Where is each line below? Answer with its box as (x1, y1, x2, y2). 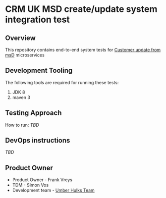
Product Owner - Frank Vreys (12, 177, 73, 183)
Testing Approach (5, 109, 62, 117)
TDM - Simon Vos (12, 182, 49, 188)
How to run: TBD (5, 122, 39, 128)
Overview (5, 34, 36, 42)
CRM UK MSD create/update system (5, 3, 158, 15)
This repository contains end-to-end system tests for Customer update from (5, 47, 161, 52)
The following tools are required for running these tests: (5, 79, 119, 85)
